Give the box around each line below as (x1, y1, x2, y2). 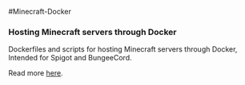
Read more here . (8, 68, 63, 78)
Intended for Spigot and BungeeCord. (8, 53, 132, 63)
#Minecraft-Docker (8, 7, 72, 16)
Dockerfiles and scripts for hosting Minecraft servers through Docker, (8, 44, 238, 54)
